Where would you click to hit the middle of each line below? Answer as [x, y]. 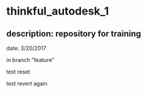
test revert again [27, 84]
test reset [18, 72]
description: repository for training [74, 34]
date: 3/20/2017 [27, 48]
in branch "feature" [30, 60]
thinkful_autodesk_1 [58, 11]
